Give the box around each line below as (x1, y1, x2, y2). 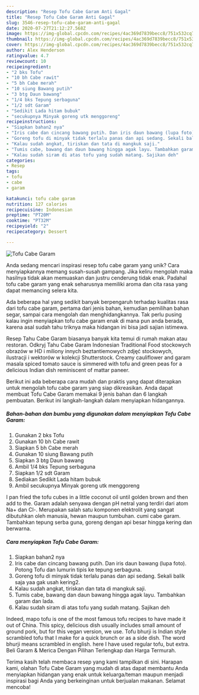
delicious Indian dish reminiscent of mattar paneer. (6, 366, 130, 373)
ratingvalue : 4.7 (6, 53, 49, 59)
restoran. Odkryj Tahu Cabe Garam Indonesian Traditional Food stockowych (6, 341, 191, 348)
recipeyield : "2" (6, 223, 49, 229)
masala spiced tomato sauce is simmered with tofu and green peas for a (6, 360, 182, 367)
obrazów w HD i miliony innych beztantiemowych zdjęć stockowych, (6, 347, 174, 354)
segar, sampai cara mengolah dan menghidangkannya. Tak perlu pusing (6, 310, 182, 318)
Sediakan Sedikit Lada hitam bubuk (14, 475, 101, 483)
